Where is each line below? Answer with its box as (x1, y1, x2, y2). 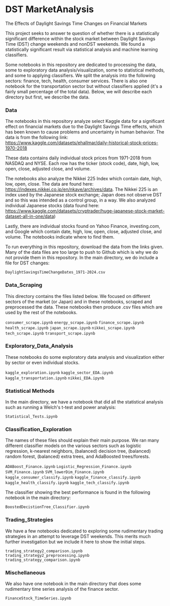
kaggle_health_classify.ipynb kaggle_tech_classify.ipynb (5, 481, 129, 486)
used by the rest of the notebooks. (5, 309, 78, 315)
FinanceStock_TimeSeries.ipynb (5, 596, 72, 601)
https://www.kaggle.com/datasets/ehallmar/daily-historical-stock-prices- (5, 140, 158, 146)
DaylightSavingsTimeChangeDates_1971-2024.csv (5, 270, 106, 275)
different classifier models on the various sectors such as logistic (5, 443, 142, 449)
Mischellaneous (5, 569, 46, 576)
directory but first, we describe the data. (5, 94, 90, 100)
